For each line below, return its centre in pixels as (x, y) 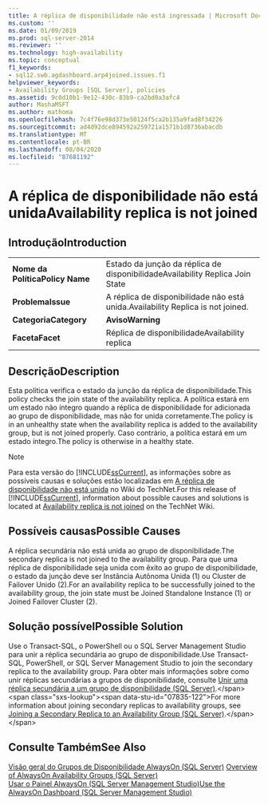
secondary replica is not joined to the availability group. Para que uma (123, 559)
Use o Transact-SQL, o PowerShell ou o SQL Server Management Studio (127, 646)
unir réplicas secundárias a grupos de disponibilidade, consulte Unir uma (128, 680)
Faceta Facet (36, 338)
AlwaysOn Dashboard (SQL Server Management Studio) (100, 792)
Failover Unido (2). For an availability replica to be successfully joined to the (132, 585)
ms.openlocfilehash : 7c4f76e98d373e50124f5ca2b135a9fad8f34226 (116, 120)
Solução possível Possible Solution (96, 627)
